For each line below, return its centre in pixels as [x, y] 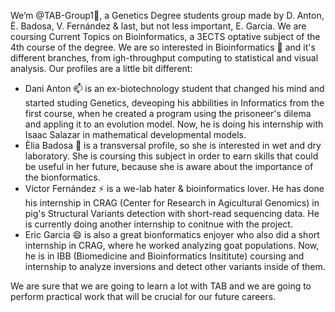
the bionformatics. [62, 177]
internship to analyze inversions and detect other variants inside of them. [175, 266]
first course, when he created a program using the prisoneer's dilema [168, 113]
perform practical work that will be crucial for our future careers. [143, 296]
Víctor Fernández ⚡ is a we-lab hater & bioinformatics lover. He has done [174, 188]
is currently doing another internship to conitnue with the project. [158, 224]
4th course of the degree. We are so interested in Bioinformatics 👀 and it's [163, 47]
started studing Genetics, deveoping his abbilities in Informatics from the [174, 103]
